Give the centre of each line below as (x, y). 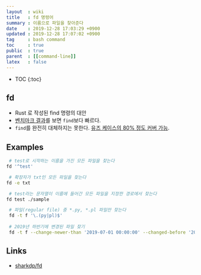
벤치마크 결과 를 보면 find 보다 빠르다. (58, 120)
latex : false (26, 62)
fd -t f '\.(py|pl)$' (36, 216)
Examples (25, 147)
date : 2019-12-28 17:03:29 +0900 (53, 28)
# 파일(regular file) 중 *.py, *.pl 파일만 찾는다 (68, 210)
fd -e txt (19, 183)
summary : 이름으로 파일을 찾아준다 (45, 23)
